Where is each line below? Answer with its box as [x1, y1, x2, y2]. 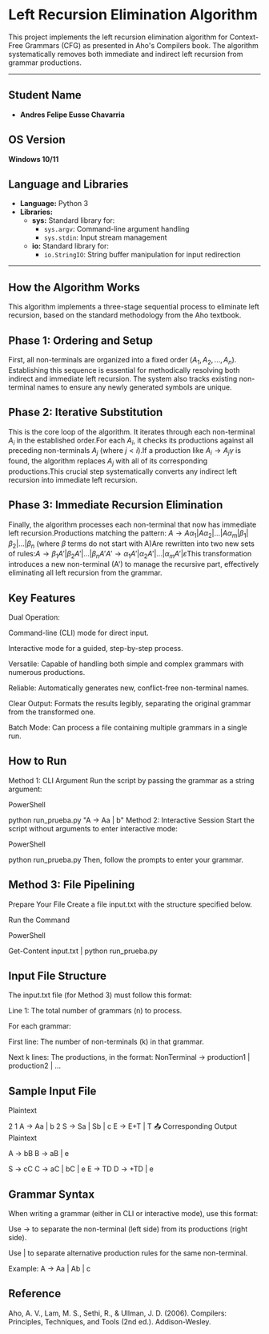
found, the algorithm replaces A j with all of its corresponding [8, 456, 208, 467]
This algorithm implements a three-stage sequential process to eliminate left [8, 302, 260, 312]
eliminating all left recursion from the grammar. [8, 568, 163, 578]
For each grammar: [8, 1021, 72, 1031]
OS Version [8, 133, 66, 147]
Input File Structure [8, 969, 106, 983]
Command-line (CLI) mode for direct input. [8, 628, 150, 638]
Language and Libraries [8, 177, 129, 191]
